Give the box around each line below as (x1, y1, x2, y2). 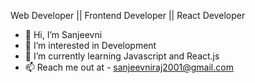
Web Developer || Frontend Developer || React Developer (10, 10, 246, 21)
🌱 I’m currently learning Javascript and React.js (24, 50, 220, 62)
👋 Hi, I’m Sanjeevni (24, 29, 103, 40)
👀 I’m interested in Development (24, 40, 157, 51)
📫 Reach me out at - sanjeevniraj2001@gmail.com (24, 61, 234, 73)
